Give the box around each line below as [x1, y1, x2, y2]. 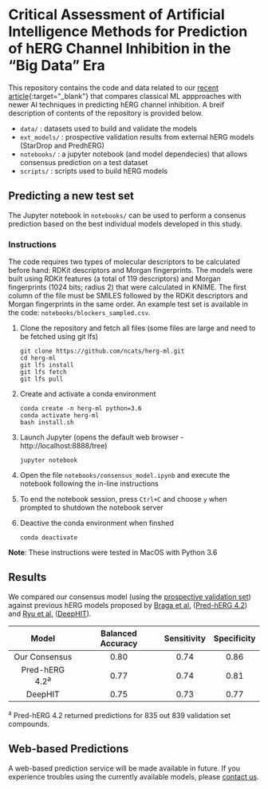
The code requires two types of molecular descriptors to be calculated [8, 257, 241, 266]
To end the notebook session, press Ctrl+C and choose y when [19, 495, 227, 504]
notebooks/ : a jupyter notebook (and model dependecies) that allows [19, 149, 248, 159]
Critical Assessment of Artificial [8, 6, 225, 24]
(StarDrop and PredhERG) [19, 140, 105, 150]
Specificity [213, 633, 256, 644]
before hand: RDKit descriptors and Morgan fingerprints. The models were [8, 266, 253, 275]
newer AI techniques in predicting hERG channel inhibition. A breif [8, 100, 225, 109]
